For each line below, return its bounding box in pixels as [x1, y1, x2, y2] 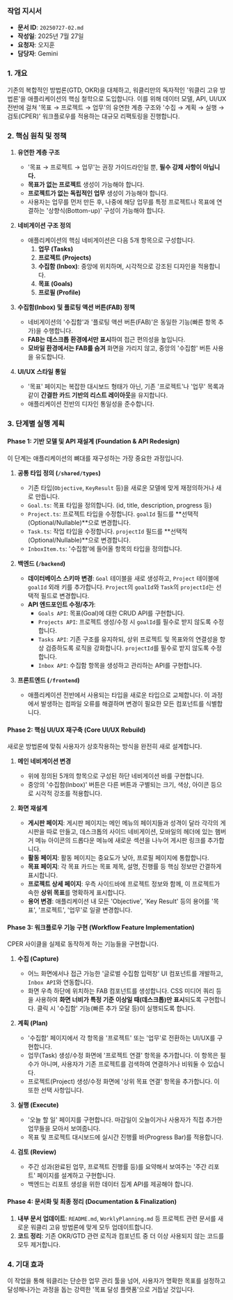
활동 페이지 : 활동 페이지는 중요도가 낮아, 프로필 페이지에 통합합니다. [27, 854, 210, 862]
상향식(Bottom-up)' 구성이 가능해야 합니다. [48, 206, 166, 214]
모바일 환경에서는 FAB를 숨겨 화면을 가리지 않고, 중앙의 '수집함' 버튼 [27, 343, 211, 352]
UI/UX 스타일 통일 [17, 367, 67, 375]
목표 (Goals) [38, 279, 73, 288]
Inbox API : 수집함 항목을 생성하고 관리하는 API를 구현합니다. [38, 661, 202, 670]
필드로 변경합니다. [40, 592, 90, 600]
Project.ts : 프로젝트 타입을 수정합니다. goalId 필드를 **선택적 [27, 510, 199, 518]
